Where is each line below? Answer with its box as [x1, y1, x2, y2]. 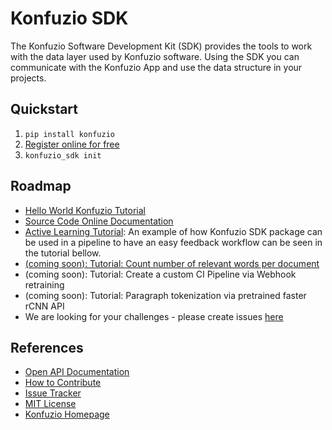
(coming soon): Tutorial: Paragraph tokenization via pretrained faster [24, 289, 307, 301]
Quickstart [10, 101, 79, 118]
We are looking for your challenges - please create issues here [24, 310, 284, 322]
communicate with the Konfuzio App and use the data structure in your [10, 61, 303, 73]
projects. [10, 72, 47, 84]
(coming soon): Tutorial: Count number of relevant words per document [24, 257, 320, 269]
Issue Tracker [24, 387, 82, 399]
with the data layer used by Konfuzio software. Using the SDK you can [10, 50, 300, 62]
